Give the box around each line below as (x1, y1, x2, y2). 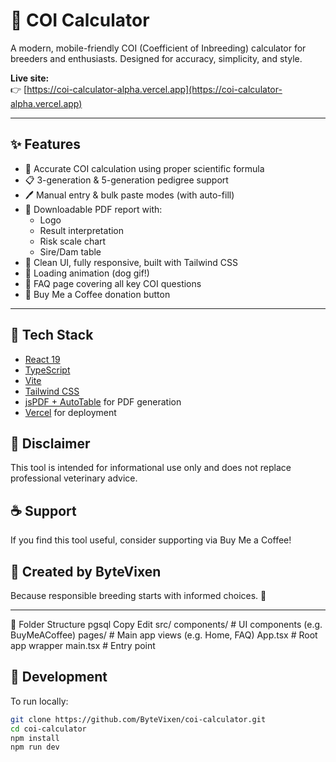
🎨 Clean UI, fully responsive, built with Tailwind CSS (24, 256, 238, 268)
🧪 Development (10, 669, 108, 686)
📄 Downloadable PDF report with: (24, 203, 163, 215)
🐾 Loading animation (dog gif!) (24, 267, 150, 279)
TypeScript (24, 364, 71, 376)
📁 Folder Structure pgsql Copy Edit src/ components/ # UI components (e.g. (10, 619, 323, 630)
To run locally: (10, 695, 69, 707)
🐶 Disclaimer (10, 435, 91, 452)
